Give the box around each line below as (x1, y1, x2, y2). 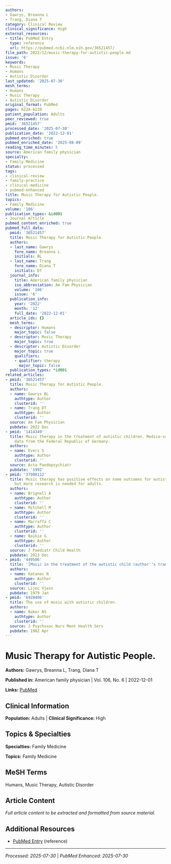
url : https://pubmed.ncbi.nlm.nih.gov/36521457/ (10, 45, 115, 50)
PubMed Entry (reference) (12, 838, 68, 844)
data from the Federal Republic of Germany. (14, 439, 110, 444)
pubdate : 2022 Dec (10, 424, 49, 430)
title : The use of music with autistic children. (10, 600, 117, 605)
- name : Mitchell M (10, 505, 51, 510)
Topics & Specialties (5, 730, 71, 739)
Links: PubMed (5, 687, 38, 693)
